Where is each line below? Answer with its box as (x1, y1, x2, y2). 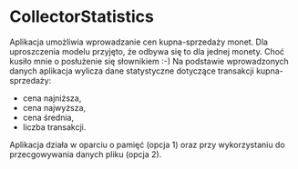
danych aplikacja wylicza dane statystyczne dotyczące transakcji (9, 65, 255, 76)
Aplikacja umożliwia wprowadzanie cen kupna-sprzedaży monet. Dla (9, 36, 269, 47)
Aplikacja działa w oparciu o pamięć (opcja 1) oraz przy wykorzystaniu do (9, 139, 285, 150)
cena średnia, (22, 112, 75, 123)
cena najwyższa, (22, 102, 87, 113)
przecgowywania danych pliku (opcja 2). (9, 148, 162, 160)
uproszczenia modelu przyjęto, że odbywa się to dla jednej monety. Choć (9, 45, 285, 56)
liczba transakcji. (22, 121, 87, 133)
